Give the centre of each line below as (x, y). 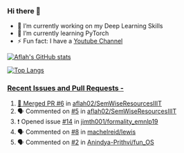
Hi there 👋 (24, 11)
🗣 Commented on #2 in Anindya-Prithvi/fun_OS (85, 142)
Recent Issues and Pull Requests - (66, 88)
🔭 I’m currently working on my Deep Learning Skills (90, 26)
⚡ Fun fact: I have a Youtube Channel (70, 41)
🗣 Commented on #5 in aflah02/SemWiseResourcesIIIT (97, 111)
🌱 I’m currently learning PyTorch (63, 33)
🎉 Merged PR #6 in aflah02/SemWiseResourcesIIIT (90, 103)
